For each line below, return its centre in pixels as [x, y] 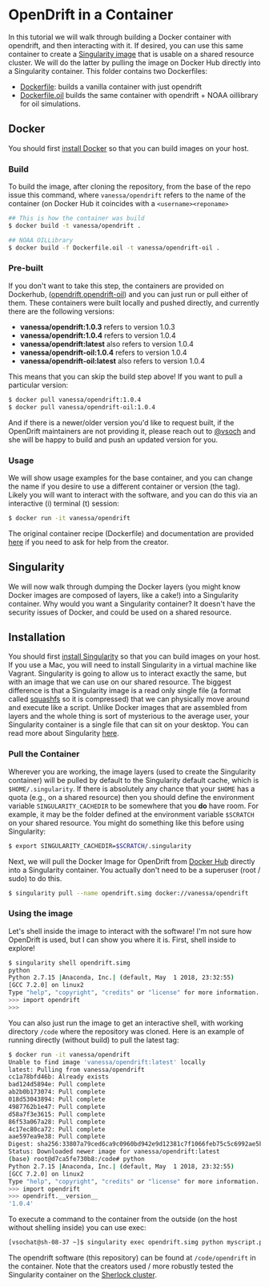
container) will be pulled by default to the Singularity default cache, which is [134, 780]
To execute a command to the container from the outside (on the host [123, 1219]
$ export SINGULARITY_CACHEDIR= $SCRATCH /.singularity [100, 846]
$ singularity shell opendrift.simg [69, 963]
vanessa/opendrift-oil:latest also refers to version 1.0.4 [112, 361]
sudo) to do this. [35, 878]
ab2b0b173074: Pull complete [57, 1092]
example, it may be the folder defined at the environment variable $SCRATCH [131, 814]
